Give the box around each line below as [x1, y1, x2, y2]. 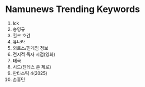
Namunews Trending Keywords [5, 4, 140, 15]
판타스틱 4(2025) [12, 70, 47, 76]
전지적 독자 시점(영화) [12, 51, 56, 57]
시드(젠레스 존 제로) [12, 64, 52, 70]
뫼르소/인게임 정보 [12, 45, 49, 51]
